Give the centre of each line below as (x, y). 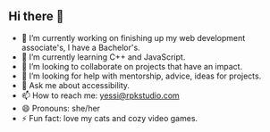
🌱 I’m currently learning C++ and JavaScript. (103, 57)
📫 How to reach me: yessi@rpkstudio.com (100, 95)
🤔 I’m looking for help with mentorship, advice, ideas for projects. (141, 76)
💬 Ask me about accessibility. (76, 85)
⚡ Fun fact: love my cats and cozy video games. (110, 118)
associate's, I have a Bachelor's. (80, 47)
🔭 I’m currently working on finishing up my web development (133, 37)
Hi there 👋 (36, 16)
